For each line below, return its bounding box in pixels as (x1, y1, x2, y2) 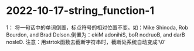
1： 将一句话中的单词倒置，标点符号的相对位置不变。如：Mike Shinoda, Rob (6, 24, 189, 31)
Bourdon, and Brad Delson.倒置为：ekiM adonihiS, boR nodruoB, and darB (6, 31, 186, 38)
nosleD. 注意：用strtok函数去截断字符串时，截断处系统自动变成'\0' (6, 38, 166, 45)
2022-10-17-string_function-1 (6, 4, 154, 17)
